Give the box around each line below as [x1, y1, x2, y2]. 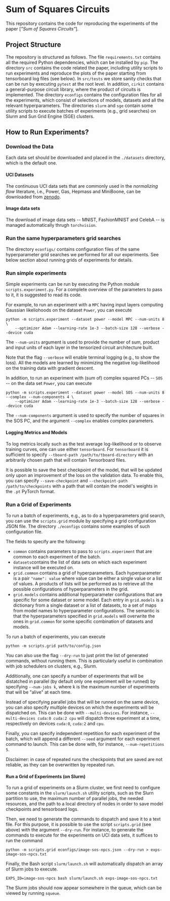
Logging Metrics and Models [6, 430, 67, 436]
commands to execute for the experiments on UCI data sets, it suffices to [6, 832, 158, 838]
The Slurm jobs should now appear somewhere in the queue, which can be [6, 885, 162, 891]
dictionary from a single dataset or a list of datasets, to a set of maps [13, 602, 157, 608]
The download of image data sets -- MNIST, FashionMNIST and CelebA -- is [6, 217, 165, 223]
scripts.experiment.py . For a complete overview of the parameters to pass [6, 287, 162, 293]
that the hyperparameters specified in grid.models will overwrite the [13, 613, 155, 619]
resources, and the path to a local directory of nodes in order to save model [6, 801, 163, 807]
